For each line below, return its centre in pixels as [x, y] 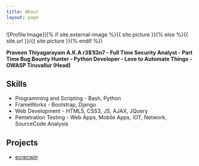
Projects [22, 142]
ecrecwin [26, 157]
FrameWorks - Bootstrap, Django [55, 105]
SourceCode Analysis [42, 124]
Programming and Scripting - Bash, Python [68, 98]
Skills [16, 84]
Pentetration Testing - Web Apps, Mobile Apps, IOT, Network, [91, 117]
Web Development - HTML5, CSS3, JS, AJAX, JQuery [81, 111]
